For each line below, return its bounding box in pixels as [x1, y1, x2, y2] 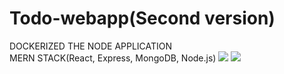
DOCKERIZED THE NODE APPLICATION [9, 40, 173, 52]
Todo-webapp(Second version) [9, 7, 276, 30]
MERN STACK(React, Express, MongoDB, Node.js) [9, 52, 217, 64]
